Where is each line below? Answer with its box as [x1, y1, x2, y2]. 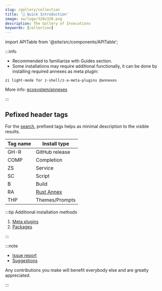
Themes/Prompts [36, 196, 76, 203]
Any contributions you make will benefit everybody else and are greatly [5, 267, 149, 273]
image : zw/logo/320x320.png [5, 16, 63, 21]
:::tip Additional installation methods [5, 209, 77, 215]
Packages [12, 224, 33, 230]
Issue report [12, 252, 37, 258]
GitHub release [36, 148, 70, 155]
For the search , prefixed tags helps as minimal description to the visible [5, 123, 149, 129]
